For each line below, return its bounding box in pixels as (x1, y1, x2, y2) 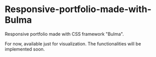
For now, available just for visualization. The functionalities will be (5, 40, 141, 46)
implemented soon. (5, 46, 45, 52)
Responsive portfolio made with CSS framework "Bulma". (5, 31, 124, 37)
